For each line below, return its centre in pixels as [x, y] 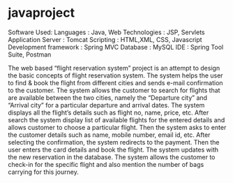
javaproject [42, 13]
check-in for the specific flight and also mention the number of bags [106, 164]
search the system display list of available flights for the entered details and [116, 119]
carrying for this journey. [43, 172]
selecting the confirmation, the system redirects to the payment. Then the [114, 142]
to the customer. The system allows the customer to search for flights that [114, 90]
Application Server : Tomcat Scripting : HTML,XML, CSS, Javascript [105, 39]
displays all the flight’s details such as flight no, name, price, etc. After [108, 112]
